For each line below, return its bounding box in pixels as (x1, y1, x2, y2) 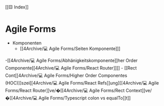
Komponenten (12, 39, 41, 46)
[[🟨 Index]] (5, 4, 29, 10)
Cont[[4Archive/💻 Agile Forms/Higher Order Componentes (5, 72, 127, 78)
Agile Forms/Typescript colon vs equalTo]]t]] (38, 94, 131, 101)
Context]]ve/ (125, 87, 152, 93)
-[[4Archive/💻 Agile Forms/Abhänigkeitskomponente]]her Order (5, 57, 138, 63)
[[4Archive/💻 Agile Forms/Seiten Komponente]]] (19, 45, 121, 51)
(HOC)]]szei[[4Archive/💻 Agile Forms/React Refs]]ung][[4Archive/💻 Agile (5, 79, 159, 86)
